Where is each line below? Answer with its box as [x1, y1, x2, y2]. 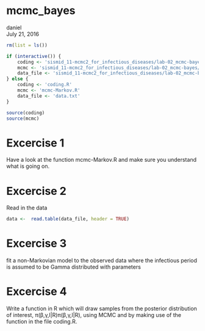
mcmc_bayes [6, 4, 76, 18]
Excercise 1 [6, 136, 65, 150]
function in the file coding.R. [6, 318, 77, 326]
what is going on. [6, 162, 50, 170]
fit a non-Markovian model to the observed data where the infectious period [6, 257, 197, 264]
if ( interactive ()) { [6, 53, 62, 59]
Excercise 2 [6, 184, 67, 198]
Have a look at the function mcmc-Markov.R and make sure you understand [6, 156, 197, 164]
